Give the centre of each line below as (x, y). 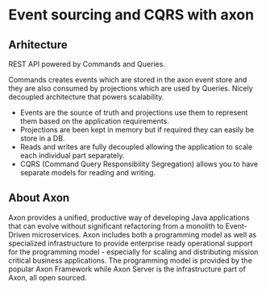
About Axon (39, 198)
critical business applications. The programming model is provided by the (130, 260)
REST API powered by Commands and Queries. (87, 64)
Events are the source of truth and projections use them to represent (134, 112)
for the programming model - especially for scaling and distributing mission (133, 251)
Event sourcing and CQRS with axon (131, 15)
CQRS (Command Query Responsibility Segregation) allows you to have (139, 164)
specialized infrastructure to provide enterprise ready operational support (131, 243)
